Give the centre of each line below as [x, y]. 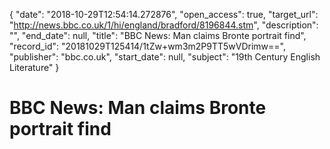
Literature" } [34, 67]
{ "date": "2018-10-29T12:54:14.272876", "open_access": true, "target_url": [164, 14]
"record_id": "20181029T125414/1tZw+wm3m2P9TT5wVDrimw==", [148, 46]
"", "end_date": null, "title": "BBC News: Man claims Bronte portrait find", [158, 35]
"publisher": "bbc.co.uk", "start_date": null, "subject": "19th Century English [165, 57]
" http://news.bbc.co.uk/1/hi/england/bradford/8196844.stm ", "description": [164, 25]
